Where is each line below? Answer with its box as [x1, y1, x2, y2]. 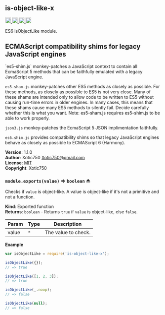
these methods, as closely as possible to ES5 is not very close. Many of [5, 89, 151, 95]
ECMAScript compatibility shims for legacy [5, 42, 141, 51]
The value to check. [44, 229, 90, 236]
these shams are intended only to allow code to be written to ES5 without [5, 94, 154, 100]
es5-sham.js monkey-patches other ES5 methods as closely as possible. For [5, 83, 160, 89]
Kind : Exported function [5, 203, 54, 209]
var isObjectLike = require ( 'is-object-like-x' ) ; [5, 251, 110, 256]
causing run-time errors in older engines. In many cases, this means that [5, 99, 153, 105]
